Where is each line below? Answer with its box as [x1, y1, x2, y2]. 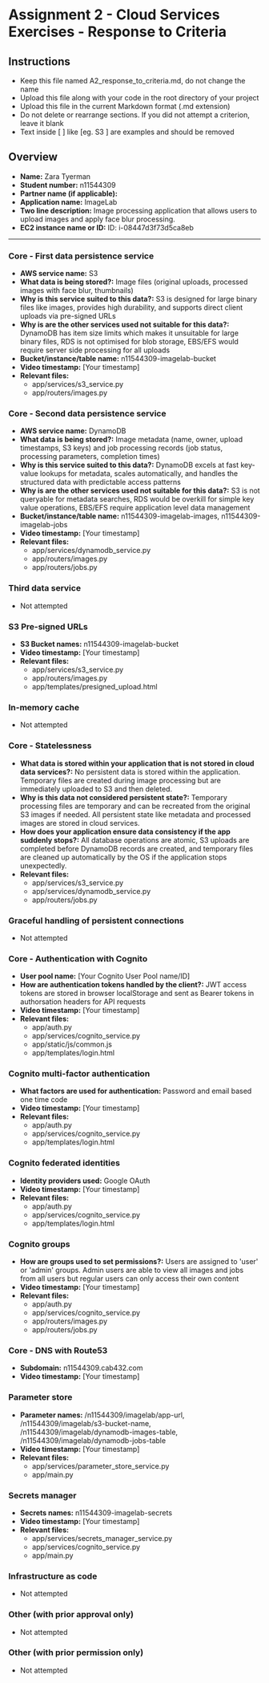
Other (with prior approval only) [8, 1609, 134, 1620]
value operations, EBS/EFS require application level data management [19, 503, 251, 513]
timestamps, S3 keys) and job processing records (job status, [19, 443, 223, 453]
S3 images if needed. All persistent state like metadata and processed [19, 809, 251, 819]
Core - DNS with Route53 [8, 1345, 108, 1356]
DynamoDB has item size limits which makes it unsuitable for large [19, 328, 239, 338]
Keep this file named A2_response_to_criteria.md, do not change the [19, 76, 246, 85]
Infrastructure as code [8, 1571, 98, 1582]
